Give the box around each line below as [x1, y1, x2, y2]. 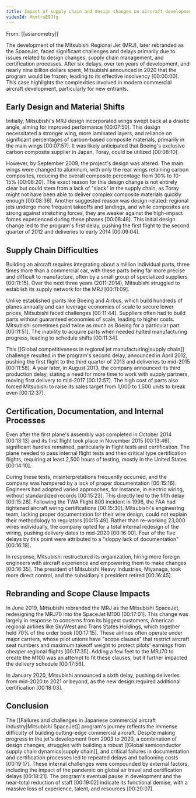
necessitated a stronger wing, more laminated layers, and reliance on [6, 130, 172, 137]
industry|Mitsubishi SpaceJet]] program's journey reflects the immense [6, 722, 178, 729]
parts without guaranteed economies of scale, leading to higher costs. [6, 316, 175, 323]
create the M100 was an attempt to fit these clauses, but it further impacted [6, 654, 188, 661]
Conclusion [6, 701, 49, 711]
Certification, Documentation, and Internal [6, 406, 164, 416]
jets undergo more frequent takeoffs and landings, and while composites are [6, 203, 190, 211]
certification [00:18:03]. [6, 684, 63, 691]
